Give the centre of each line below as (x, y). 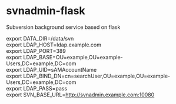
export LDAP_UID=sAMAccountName (52, 69)
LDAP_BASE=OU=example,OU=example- (73, 57)
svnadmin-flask (46, 11)
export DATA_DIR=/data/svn (40, 38)
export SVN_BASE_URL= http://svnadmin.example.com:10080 (80, 95)
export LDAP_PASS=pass (37, 88)
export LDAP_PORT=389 (36, 51)
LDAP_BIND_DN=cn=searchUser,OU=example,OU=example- (97, 76)
